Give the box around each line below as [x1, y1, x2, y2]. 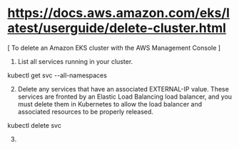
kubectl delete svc [7, 121, 62, 129]
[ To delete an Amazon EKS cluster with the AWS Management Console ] [7, 43, 221, 52]
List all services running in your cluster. [17, 57, 133, 65]
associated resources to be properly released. [17, 107, 153, 116]
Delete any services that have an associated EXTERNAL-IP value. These [17, 84, 230, 93]
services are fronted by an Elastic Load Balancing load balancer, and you [17, 92, 233, 101]
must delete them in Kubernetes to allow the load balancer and [17, 99, 203, 108]
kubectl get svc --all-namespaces [7, 71, 107, 79]
